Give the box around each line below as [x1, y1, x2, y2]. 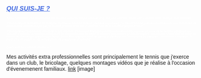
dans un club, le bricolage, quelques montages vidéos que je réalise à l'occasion [6, 59, 196, 66]
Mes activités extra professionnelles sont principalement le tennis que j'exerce [6, 53, 189, 60]
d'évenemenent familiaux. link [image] [6, 65, 95, 72]
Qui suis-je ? [6, 4, 50, 13]
